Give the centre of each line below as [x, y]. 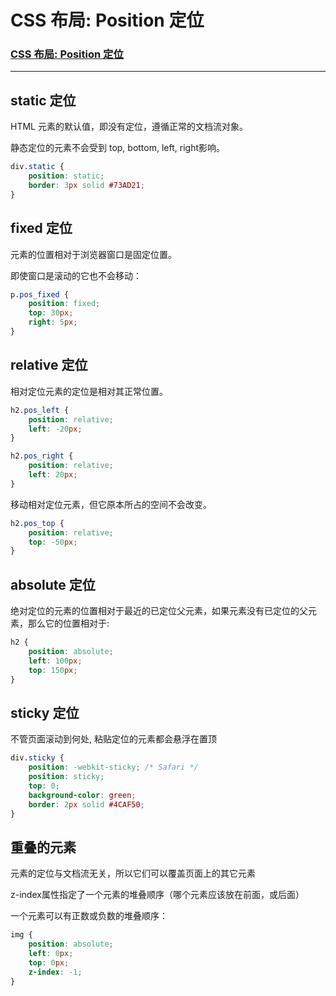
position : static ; [66, 176]
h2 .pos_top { [37, 523]
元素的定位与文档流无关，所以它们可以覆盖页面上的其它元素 [133, 873]
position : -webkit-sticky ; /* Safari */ [113, 767]
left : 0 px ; [51, 953]
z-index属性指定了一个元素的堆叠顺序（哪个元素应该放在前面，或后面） [157, 895]
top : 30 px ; [51, 313]
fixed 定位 [41, 228]
